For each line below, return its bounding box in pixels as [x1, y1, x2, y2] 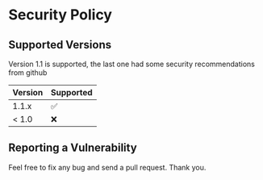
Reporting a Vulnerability [8, 141, 137, 155]
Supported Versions [8, 38, 111, 52]
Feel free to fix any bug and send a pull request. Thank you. [8, 162, 207, 172]
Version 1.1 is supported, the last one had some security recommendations [8, 59, 256, 69]
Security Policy [8, 6, 113, 24]
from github [8, 68, 48, 77]
